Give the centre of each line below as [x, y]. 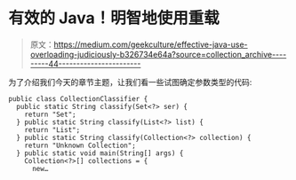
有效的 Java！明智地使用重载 [114, 18]
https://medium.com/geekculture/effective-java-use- [151, 44]
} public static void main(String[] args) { [100, 153]
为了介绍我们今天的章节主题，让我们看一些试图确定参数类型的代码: [130, 82]
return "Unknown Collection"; [80, 145]
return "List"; [52, 129]
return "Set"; [50, 114]
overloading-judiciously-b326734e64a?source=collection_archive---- [158, 54]
